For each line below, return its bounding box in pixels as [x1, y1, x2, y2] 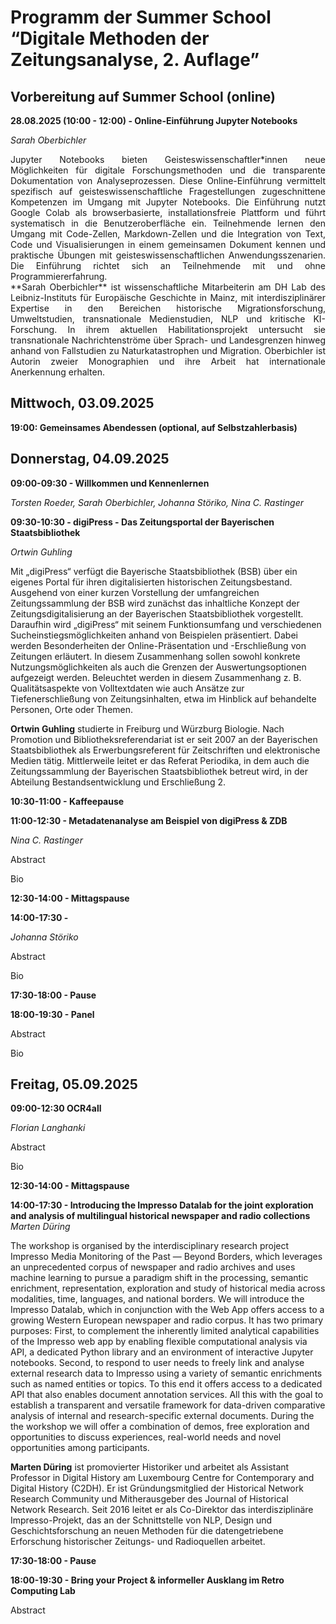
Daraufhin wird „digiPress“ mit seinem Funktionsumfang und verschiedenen [10, 618, 322, 630]
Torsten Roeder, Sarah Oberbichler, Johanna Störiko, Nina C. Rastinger [10, 496, 304, 508]
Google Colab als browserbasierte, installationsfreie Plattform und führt [10, 207, 326, 218]
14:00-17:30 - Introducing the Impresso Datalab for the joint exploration [10, 1199, 314, 1211]
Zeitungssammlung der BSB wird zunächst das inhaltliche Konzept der [10, 597, 300, 609]
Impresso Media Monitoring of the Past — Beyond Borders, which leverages [10, 1251, 323, 1263]
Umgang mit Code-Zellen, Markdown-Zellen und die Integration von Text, [10, 228, 326, 240]
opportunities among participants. [10, 1442, 150, 1454]
